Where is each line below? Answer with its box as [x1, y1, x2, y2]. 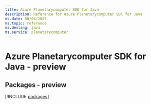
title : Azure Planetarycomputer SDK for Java [5, 7, 99, 12]
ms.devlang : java [5, 25, 40, 30]
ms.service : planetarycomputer [5, 30, 69, 35]
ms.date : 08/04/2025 [5, 16, 47, 21]
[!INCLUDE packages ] [5, 94, 49, 99]
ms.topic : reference [5, 21, 47, 26]
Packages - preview [5, 81, 67, 89]
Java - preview [5, 62, 67, 72]
